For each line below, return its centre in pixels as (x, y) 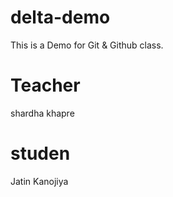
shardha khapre (42, 113)
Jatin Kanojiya (39, 181)
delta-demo (60, 17)
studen (40, 153)
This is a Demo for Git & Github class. (87, 45)
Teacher (45, 85)
